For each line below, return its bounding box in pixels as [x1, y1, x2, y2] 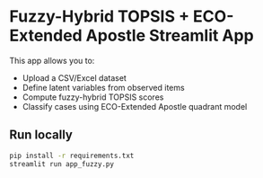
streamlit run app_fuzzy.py [9, 159, 115, 168]
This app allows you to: [9, 55, 95, 66]
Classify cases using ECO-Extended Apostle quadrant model [22, 101, 248, 111]
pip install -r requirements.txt [9, 151, 135, 160]
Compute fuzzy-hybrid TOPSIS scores [22, 92, 164, 102]
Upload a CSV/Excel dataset [22, 72, 127, 83]
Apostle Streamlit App [85, 25, 254, 46]
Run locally [9, 128, 74, 143]
